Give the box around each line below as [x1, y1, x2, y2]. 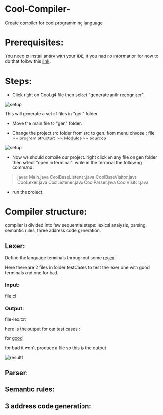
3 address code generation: [5, 402, 92, 411]
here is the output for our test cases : [5, 326, 80, 332]
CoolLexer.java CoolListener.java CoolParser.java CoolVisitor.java [17, 179, 149, 185]
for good [5, 335, 23, 341]
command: [12, 165, 34, 170]
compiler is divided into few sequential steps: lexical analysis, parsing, [5, 222, 147, 228]
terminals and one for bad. [5, 269, 59, 276]
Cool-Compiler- [5, 3, 71, 15]
